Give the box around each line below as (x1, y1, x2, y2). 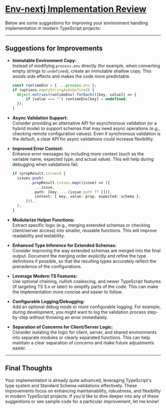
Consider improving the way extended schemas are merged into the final (12, 247, 161, 254)
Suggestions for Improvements (5, 44, 103, 53)
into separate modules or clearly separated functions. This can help (12, 334, 151, 341)
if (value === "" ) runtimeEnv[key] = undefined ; (25, 97, 128, 102)
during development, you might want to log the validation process (12, 309, 146, 315)
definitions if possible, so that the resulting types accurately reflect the (12, 258, 157, 264)
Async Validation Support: (12, 115, 68, 121)
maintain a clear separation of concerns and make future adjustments (12, 340, 154, 345)
